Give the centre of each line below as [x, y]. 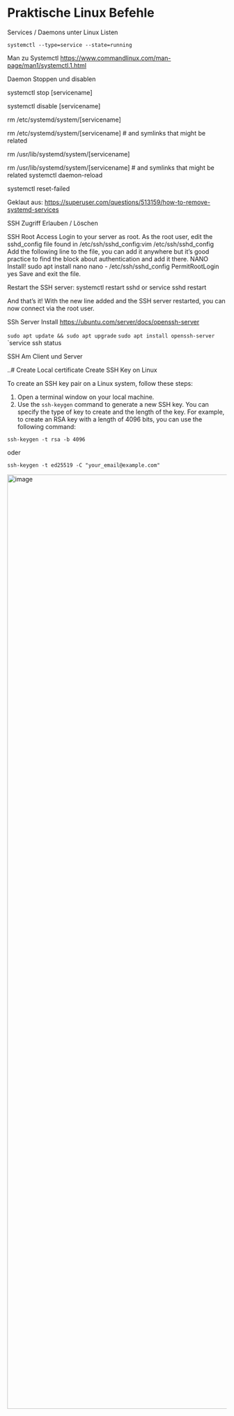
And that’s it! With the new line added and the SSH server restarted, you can [117, 301]
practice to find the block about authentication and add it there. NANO [108, 259]
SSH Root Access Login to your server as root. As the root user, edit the [110, 236]
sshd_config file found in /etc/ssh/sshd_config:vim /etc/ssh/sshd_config [111, 244]
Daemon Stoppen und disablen [52, 79]
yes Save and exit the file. [44, 273]
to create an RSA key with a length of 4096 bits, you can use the [110, 419]
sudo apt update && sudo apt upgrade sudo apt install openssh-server [111, 336]
